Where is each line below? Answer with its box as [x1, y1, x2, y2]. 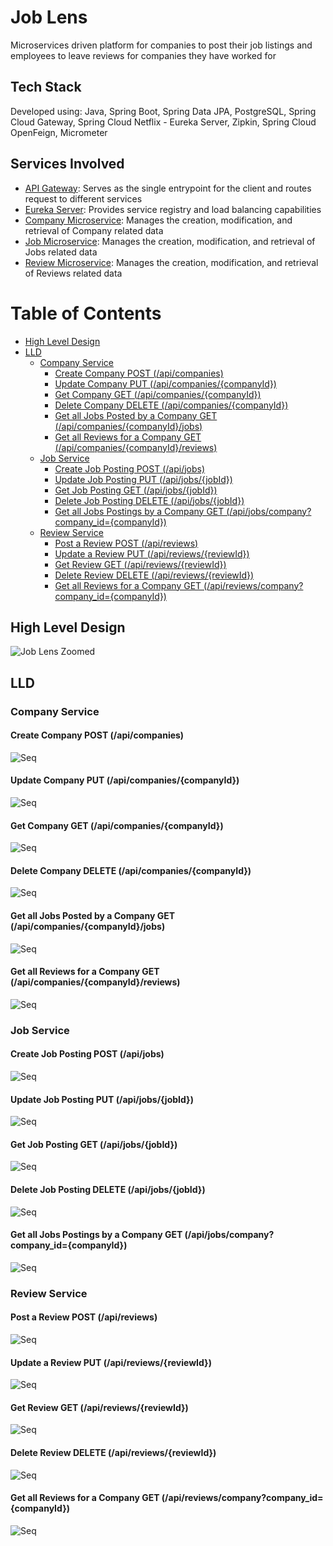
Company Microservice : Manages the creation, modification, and [24, 214, 293, 226]
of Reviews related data [24, 267, 123, 279]
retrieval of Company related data [24, 224, 164, 236]
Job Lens [10, 6, 88, 29]
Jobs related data [24, 246, 98, 258]
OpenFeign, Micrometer [10, 126, 108, 138]
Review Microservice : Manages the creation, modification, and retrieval [24, 256, 319, 268]
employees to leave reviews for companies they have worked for [10, 49, 277, 61]
